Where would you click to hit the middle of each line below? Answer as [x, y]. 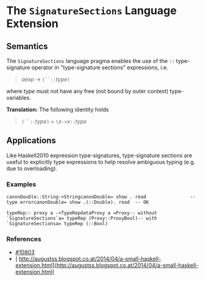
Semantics [27, 46]
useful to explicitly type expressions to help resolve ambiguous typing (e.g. [101, 162]
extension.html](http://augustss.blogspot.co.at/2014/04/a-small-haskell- [107, 265]
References [24, 239]
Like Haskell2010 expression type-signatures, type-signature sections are [99, 155]
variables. [19, 98]
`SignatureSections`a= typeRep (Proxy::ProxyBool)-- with [82, 219]
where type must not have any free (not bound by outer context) [88, 91]
